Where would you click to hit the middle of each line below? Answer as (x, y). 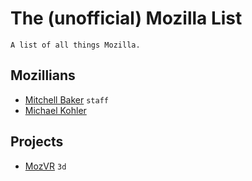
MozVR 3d (45, 166)
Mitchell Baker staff (66, 99)
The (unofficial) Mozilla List (126, 18)
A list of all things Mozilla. (75, 45)
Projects (37, 142)
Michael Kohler (55, 110)
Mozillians (43, 75)
